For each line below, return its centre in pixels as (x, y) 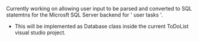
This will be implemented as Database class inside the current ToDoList (102, 26)
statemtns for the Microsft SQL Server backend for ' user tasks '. (85, 15)
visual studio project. (40, 33)
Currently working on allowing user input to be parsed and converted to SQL (99, 9)
